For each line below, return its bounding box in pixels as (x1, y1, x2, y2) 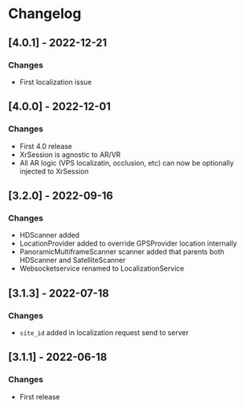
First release (19, 392, 60, 401)
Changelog (8, 5, 82, 23)
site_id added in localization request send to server (19, 327, 189, 337)
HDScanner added (19, 231, 80, 240)
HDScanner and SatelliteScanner (19, 256, 126, 265)
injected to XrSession (19, 166, 89, 176)
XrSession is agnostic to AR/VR (19, 150, 121, 159)
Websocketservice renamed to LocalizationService (19, 264, 185, 273)
